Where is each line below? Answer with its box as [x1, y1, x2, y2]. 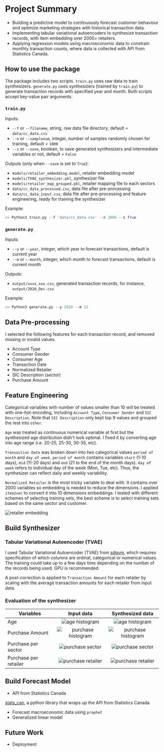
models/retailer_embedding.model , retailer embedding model [12, 170, 134, 176]
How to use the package [5, 65, 81, 73]
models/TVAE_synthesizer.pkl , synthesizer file [12, 175, 105, 182]
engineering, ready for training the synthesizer [12, 196, 106, 202]
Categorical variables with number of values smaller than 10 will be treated [5, 404, 155, 410]
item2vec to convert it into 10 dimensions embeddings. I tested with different [5, 490, 158, 496]
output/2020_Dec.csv [12, 287, 54, 292]
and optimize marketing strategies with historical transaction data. [12, 24, 145, 30]
